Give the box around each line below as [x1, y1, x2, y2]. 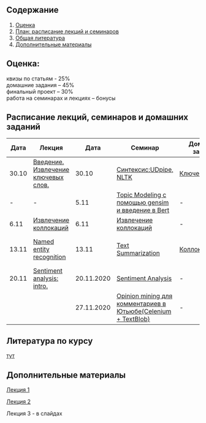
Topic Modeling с [116, 191, 167, 199]
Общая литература [15, 34, 66, 42]
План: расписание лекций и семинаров [15, 28, 120, 35]
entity [32, 245, 50, 254]
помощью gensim [116, 199, 169, 207]
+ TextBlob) [116, 315, 150, 324]
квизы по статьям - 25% [6, 75, 71, 82]
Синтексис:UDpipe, [116, 166, 174, 174]
